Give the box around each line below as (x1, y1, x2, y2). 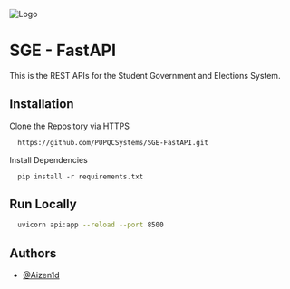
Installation (9, 96, 74, 112)
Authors (9, 246, 57, 261)
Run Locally (9, 197, 77, 212)
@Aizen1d (22, 270, 61, 281)
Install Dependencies (9, 154, 88, 165)
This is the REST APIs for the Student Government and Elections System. (9, 70, 281, 81)
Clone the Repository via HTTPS (9, 120, 130, 131)
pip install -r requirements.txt (17, 172, 144, 181)
